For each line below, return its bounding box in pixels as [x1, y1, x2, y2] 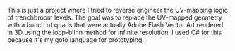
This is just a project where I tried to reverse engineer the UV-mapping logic [7, 6, 228, 14]
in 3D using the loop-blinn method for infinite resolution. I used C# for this [7, 28, 222, 36]
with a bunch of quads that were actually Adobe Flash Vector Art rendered [7, 21, 224, 29]
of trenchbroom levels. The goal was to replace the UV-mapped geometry [7, 13, 222, 22]
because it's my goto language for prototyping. [7, 36, 145, 44]
